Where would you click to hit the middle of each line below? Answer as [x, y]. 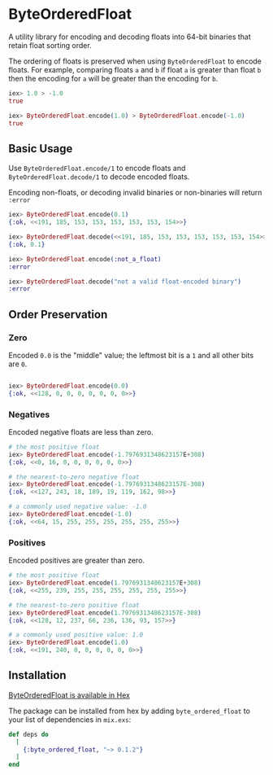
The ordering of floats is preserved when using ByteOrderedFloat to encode [135, 61]
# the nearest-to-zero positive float [74, 605]
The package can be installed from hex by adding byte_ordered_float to [129, 711]
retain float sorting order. [50, 45]
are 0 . [18, 364]
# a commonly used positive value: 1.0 [76, 635]
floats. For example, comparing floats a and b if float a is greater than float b [135, 69]
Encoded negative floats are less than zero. [81, 431]
